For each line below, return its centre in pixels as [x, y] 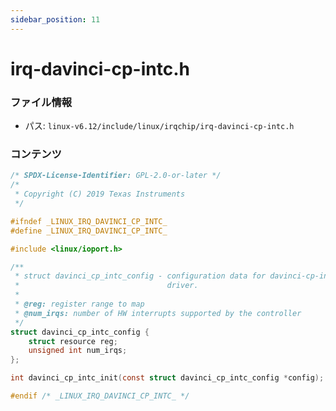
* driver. [106, 286]
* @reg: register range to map [79, 304]
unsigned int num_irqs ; [78, 351]
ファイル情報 [41, 102]
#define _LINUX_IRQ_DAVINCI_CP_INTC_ [89, 231]
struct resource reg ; [73, 341]
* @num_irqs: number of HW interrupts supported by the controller [158, 313]
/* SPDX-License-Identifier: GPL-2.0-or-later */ [116, 176]
